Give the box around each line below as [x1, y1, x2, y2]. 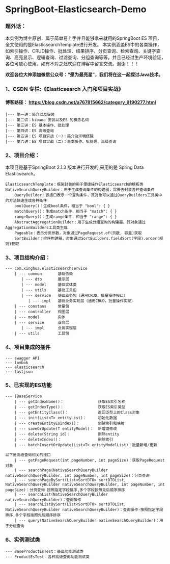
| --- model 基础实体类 [21, 282, 77, 288]
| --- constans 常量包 [14, 304, 70, 309]
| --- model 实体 [14, 315, 66, 320]
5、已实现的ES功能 [5, 381, 52, 389]
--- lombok [5, 360, 29, 365]
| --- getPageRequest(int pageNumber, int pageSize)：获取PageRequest [14, 457, 165, 463]
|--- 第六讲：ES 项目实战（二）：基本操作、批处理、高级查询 [5, 139, 117, 144]
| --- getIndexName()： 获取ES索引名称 [14, 399, 126, 404]
